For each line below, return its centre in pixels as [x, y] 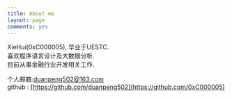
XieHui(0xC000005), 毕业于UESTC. [58, 47]
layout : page [26, 20]
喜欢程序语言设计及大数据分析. [51, 56]
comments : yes [28, 26]
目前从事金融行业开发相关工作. [51, 65]
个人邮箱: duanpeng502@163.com [56, 79]
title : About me [31, 14]
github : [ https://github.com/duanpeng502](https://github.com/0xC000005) [116, 87]
